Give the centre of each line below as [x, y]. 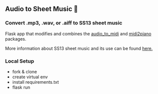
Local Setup [20, 61]
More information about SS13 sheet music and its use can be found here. [79, 48]
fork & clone [25, 71]
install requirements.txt [35, 82]
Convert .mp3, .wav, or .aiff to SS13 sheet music [64, 23]
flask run [21, 87]
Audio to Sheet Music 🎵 [42, 9]
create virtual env [30, 77]
